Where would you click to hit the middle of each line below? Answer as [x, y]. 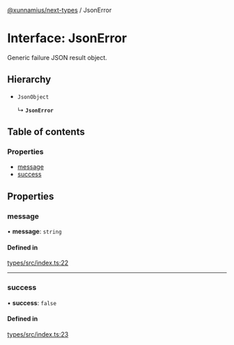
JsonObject [33, 97]
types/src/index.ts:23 [38, 334]
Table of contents [46, 132]
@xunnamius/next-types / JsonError [60, 10]
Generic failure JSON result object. [57, 57]
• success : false [32, 302]
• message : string [34, 232]
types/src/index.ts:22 [38, 263]
